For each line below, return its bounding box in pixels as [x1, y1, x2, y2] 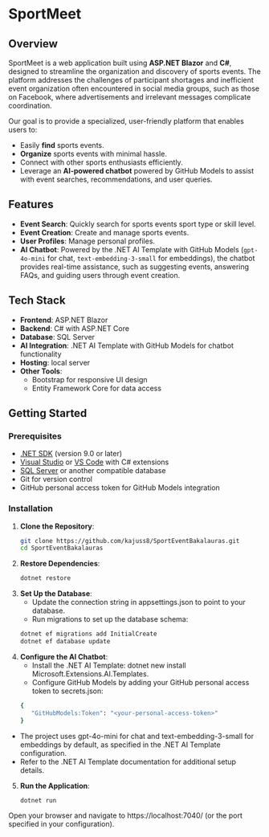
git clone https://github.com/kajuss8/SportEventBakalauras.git [19, 537, 240, 545]
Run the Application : [19, 781, 90, 790]
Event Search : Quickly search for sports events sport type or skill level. [19, 218, 256, 229]
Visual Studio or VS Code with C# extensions [19, 457, 169, 467]
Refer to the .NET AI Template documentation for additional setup [19, 757, 237, 766]
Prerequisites [8, 431, 62, 442]
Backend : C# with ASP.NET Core [19, 323, 130, 333]
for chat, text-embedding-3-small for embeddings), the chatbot [47, 253, 255, 263]
